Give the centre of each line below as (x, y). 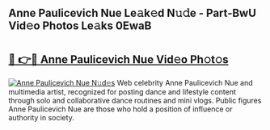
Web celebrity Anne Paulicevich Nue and (185, 83)
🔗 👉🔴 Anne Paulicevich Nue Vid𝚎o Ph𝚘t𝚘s (118, 59)
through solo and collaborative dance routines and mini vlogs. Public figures (135, 101)
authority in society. (41, 117)
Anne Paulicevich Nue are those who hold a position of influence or (120, 109)
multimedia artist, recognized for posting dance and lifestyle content (122, 92)
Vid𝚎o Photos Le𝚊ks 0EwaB (80, 26)
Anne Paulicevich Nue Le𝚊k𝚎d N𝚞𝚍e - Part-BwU (133, 13)
